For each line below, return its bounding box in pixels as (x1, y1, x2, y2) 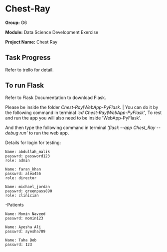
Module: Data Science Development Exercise (5, 29, 99, 35)
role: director (5, 175, 37, 180)
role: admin (5, 158, 30, 163)
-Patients (5, 201, 24, 207)
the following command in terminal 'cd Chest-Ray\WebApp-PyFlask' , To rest (5, 109, 162, 115)
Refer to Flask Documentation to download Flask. (5, 94, 106, 100)
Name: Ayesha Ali (5, 224, 41, 229)
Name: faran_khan (5, 166, 41, 171)
